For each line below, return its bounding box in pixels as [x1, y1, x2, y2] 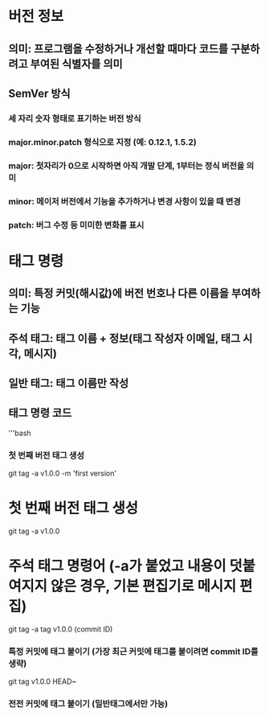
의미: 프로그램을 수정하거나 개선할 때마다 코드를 [8, 42, 229, 56]
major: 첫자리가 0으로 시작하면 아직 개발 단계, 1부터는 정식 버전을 [8, 160, 245, 171]
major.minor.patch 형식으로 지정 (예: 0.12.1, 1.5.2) [8, 136, 197, 147]
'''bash [8, 428, 31, 438]
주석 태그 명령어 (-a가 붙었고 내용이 [8, 557, 226, 575]
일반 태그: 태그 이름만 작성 [8, 376, 129, 390]
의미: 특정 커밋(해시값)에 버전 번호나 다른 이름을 [8, 286, 230, 300]
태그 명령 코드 [8, 406, 72, 420]
